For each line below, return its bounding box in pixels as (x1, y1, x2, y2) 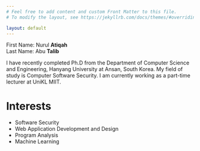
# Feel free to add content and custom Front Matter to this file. (6, 8, 177, 15)
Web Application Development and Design (14, 125, 119, 132)
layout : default (6, 25, 46, 31)
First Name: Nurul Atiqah (6, 41, 68, 48)
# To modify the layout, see (6, 14, 79, 20)
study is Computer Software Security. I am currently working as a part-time (6, 72, 190, 79)
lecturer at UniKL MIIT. (6, 78, 61, 85)
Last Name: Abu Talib (6, 48, 60, 55)
